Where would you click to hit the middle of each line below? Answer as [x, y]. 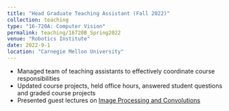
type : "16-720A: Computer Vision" [57, 26]
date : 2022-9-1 [29, 45]
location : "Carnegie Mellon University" [66, 52]
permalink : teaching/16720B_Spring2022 [64, 33]
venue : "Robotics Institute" [49, 39]
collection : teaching [38, 20]
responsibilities [38, 78]
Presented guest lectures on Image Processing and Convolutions [109, 100]
